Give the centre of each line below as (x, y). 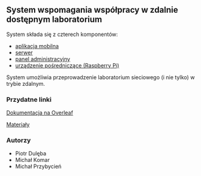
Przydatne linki (29, 99)
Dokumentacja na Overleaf (40, 113)
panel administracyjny (43, 59)
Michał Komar (32, 160)
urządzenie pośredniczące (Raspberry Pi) (67, 65)
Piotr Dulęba (31, 153)
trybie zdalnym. (26, 83)
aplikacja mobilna (37, 46)
